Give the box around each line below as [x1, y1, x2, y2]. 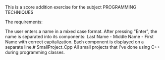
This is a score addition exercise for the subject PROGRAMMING [5, 4, 137, 10]
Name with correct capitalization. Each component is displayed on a [5, 39, 144, 45]
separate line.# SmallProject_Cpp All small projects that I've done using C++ [5, 44, 161, 50]
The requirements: [5, 19, 43, 25]
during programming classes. [5, 49, 65, 55]
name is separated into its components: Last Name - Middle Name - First [5, 34, 154, 39]
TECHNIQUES [5, 9, 34, 15]
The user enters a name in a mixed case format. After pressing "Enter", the [5, 29, 158, 34]
